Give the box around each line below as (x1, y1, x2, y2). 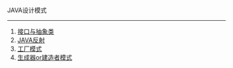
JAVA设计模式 (7, 6, 47, 14)
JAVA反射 (17, 36, 45, 44)
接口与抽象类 (17, 27, 54, 35)
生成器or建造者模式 (17, 53, 73, 61)
